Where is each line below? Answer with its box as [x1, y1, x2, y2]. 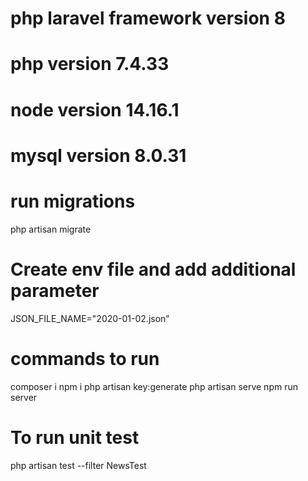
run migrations [10, 190, 136, 212]
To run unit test [10, 426, 140, 449]
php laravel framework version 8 [10, 7, 286, 30]
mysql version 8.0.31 [10, 144, 187, 167]
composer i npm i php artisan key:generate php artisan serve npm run [10, 380, 298, 392]
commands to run [10, 347, 160, 370]
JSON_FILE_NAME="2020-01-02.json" [10, 312, 170, 324]
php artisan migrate [10, 223, 92, 235]
